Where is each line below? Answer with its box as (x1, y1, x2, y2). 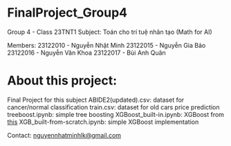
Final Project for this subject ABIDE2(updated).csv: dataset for (7, 95, 185, 104)
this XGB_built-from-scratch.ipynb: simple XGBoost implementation (7, 118, 199, 126)
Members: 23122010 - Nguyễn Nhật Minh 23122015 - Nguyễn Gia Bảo (7, 41, 206, 49)
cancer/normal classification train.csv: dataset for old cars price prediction (7, 102, 220, 111)
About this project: (7, 73, 118, 89)
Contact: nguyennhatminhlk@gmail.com (7, 131, 122, 139)
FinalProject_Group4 (7, 5, 128, 21)
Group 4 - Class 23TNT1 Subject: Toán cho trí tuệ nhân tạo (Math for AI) (7, 28, 212, 36)
